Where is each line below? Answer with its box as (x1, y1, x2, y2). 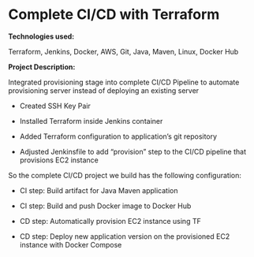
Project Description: (8, 61, 76, 72)
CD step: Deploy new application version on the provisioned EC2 (19, 231, 230, 241)
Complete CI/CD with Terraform (8, 6, 220, 24)
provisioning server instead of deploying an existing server (8, 85, 200, 95)
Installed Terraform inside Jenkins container (19, 116, 163, 125)
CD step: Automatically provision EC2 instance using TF (19, 216, 201, 225)
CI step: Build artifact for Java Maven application (19, 185, 178, 195)
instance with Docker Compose (19, 240, 122, 249)
